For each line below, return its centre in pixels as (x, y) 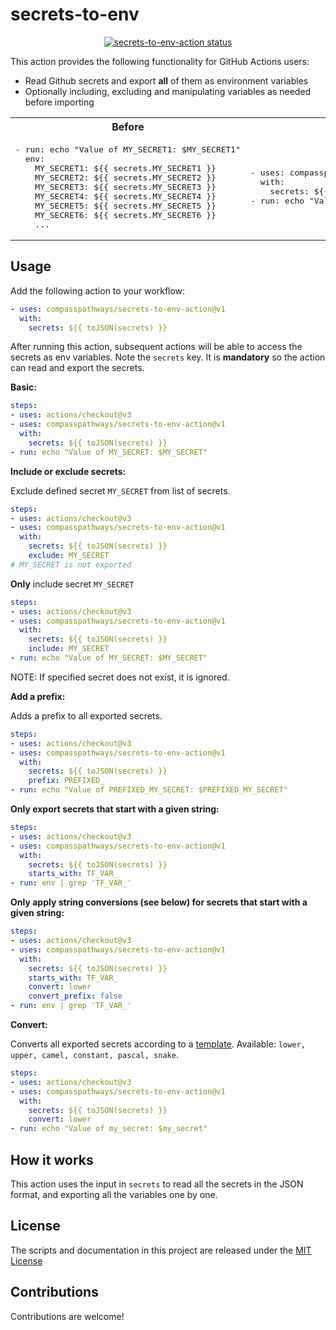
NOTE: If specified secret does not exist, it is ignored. (120, 677)
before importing (59, 102)
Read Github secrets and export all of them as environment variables (166, 80)
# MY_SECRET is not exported (71, 564)
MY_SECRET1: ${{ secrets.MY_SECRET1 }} (125, 168)
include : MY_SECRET (69, 649)
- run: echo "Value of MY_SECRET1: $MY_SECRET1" (128, 149)
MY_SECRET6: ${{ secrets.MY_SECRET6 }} (125, 214)
